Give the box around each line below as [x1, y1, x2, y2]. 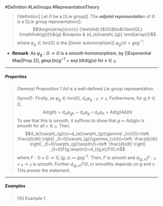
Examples [5, 183, 26, 189]
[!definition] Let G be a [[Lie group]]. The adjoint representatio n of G [16, 14, 155, 19]
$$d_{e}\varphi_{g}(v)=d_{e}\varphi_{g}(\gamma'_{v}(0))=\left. [25, 131, 150, 137]
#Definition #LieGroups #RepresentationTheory [5, 4, 100, 10]
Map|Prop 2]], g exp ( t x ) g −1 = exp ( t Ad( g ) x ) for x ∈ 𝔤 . [12, 57, 117, 63]
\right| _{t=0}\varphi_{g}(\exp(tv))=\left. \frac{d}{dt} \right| [29, 141, 146, 147]
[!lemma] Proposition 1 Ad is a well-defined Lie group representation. [16, 86, 154, 91]
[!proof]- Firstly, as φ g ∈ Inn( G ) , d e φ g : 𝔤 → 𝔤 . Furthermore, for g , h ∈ [16, 95, 156, 102]
